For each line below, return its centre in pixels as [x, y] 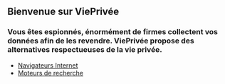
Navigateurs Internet [48, 65]
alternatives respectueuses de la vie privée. [85, 50]
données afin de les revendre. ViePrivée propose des [101, 41]
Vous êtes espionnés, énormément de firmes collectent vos [113, 32]
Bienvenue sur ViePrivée [63, 12]
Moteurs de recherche [51, 73]
